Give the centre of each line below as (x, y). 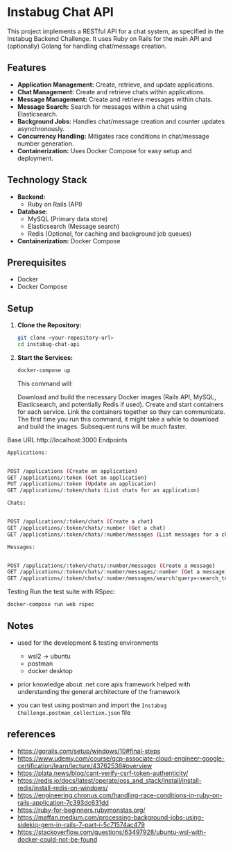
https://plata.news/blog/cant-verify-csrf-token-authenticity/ (103, 773)
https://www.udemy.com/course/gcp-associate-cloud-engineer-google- (121, 758)
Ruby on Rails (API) (55, 204)
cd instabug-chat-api (48, 345)
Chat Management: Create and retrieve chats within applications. (111, 92)
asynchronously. (41, 128)
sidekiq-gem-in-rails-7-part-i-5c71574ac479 (81, 824)
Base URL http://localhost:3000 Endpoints (67, 440)
